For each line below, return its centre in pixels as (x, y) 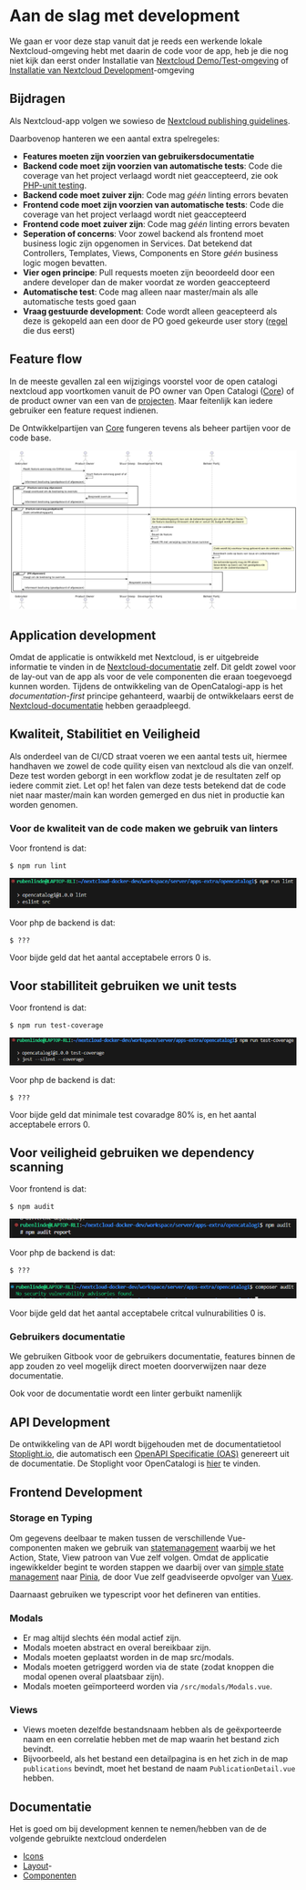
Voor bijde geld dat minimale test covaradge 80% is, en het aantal (133, 1114)
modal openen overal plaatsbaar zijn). (93, 1677)
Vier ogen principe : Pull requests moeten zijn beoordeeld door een (148, 272)
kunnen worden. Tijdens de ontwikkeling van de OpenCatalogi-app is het (147, 686)
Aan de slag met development (125, 16)
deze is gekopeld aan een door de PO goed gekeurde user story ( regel (155, 321)
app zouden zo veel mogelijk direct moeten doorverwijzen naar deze (138, 1366)
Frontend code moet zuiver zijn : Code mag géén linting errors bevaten (156, 223)
